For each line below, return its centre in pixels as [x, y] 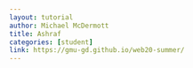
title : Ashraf [36, 34]
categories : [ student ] [51, 42]
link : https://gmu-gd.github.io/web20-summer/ [97, 50]
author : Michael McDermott [59, 26]
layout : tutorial [41, 17]
